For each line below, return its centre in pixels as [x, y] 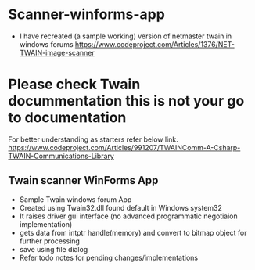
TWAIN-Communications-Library [61, 156]
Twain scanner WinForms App [83, 180]
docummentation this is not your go [126, 101]
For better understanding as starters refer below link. [93, 139]
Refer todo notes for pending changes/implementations [108, 257]
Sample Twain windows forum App [75, 199]
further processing [50, 241]
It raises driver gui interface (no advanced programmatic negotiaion [129, 216]
